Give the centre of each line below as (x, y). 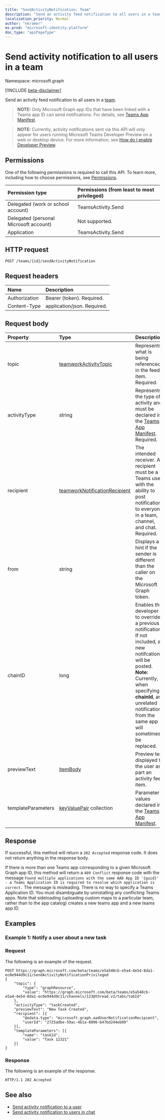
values (143, 799)
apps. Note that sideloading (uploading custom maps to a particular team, (80, 898)
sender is (146, 554)
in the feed (148, 370)
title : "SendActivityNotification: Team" (48, 10)
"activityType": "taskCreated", (47, 1005)
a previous (147, 623)
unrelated (146, 703)
